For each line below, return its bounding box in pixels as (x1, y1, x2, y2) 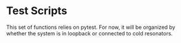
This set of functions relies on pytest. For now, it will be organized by (6, 24, 176, 31)
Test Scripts (6, 4, 68, 18)
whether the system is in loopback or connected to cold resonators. (6, 29, 173, 37)
